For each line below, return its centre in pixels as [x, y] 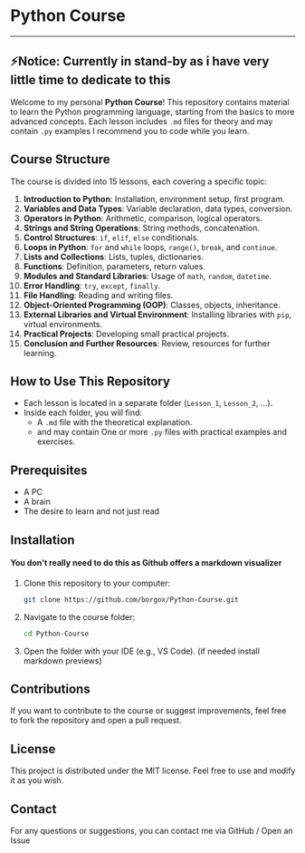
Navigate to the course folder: [79, 616]
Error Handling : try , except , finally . [92, 286]
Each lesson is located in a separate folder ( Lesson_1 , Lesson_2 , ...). [148, 403]
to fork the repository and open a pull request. [96, 721]
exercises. [56, 441]
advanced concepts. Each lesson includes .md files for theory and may [142, 121]
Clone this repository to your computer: [97, 583]
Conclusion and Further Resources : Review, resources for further [147, 343]
